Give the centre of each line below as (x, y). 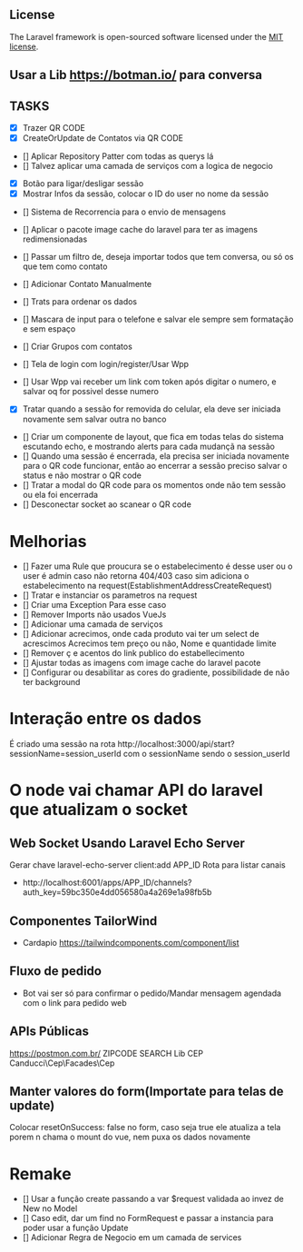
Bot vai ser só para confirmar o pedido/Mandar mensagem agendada (152, 993)
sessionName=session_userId (65, 754)
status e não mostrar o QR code (82, 475)
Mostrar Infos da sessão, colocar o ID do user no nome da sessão (146, 194)
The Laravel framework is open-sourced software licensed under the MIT (147, 36)
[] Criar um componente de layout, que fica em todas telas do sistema (153, 437)
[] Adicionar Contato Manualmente (87, 284)
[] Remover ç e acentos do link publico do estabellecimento (133, 653)
